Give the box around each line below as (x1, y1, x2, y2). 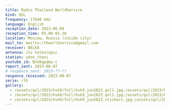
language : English (5, 21, 44, 27)
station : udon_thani (5, 54, 49, 60)
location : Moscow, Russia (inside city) (5, 36, 92, 41)
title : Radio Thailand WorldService (5, 7, 82, 13)
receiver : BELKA (5, 45, 39, 50)
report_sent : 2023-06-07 (5, 64, 58, 69)
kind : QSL (5, 12, 26, 17)
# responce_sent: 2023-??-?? (5, 69, 67, 74)
